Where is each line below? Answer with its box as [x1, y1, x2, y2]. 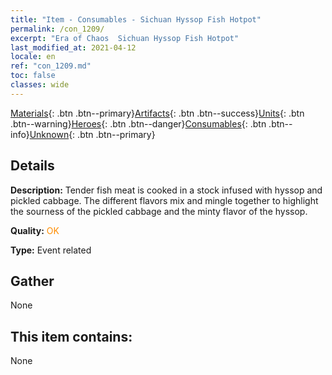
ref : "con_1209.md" [10, 61, 92, 71]
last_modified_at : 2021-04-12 [10, 42, 137, 53]
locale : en [10, 52, 56, 62]
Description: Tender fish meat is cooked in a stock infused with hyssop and [10, 184, 323, 196]
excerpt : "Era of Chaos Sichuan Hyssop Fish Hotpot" [10, 33, 240, 43]
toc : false [10, 71, 56, 81]
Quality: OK [10, 224, 60, 236]
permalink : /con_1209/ [10, 24, 105, 34]
